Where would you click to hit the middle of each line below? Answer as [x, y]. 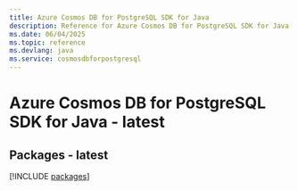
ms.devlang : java [41, 51]
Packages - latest [59, 155]
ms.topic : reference [48, 42]
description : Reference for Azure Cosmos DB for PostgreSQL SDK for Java [149, 26]
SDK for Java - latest [87, 122]
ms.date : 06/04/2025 [48, 34]
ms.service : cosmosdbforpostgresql [75, 59]
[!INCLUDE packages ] [50, 176]
